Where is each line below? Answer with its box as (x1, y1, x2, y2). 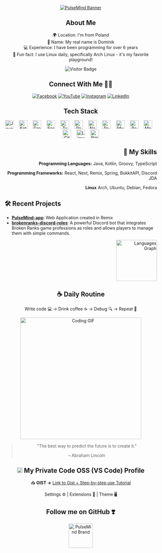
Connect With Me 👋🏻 (49, 80, 113, 89)
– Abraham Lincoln (68, 452, 106, 458)
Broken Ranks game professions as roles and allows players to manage (11, 225, 153, 231)
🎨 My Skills (123, 148, 157, 156)
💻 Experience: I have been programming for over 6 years (23, 44, 138, 50)
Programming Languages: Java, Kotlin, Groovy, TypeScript (39, 161, 157, 167)
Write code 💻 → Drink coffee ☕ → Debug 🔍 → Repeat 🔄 (24, 306, 137, 312)
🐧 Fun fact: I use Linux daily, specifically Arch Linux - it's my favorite (13, 51, 149, 57)
